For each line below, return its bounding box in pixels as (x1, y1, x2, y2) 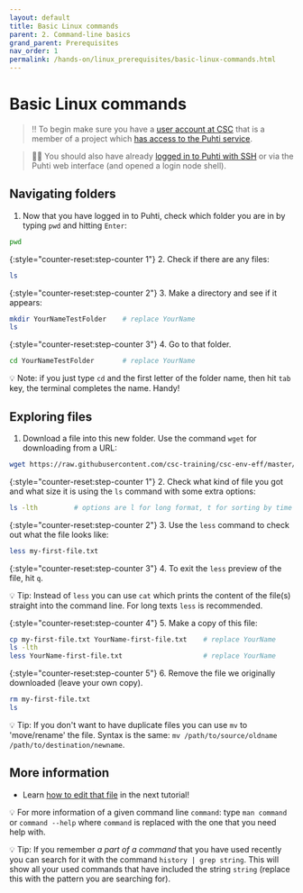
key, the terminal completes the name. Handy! (9, 383, 180, 394)
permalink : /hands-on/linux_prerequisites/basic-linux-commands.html (9, 55, 277, 64)
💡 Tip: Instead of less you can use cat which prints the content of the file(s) (9, 589, 291, 600)
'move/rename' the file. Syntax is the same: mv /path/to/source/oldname (9, 729, 278, 740)
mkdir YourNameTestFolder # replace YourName (9, 314, 196, 323)
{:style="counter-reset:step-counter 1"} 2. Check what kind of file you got (9, 476, 284, 487)
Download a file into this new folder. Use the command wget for (22, 433, 257, 443)
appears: (9, 296, 42, 307)
